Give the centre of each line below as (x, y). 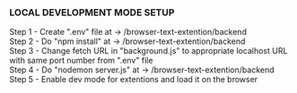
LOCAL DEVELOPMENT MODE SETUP (92, 13)
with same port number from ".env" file (81, 61)
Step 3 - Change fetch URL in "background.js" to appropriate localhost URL (148, 51)
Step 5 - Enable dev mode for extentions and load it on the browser (134, 80)
